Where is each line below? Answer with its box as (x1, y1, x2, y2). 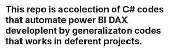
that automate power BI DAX (5, 14, 129, 26)
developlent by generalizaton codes (5, 25, 161, 36)
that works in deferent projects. (5, 36, 143, 47)
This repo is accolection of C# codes (5, 4, 164, 15)
